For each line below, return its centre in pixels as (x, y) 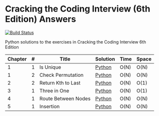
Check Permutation (62, 75)
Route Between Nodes (65, 99)
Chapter (17, 59)
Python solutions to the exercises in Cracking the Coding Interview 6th (76, 42)
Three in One (54, 90)
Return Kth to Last (60, 83)
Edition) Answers (41, 19)
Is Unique (51, 67)
